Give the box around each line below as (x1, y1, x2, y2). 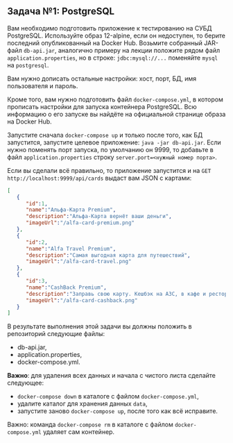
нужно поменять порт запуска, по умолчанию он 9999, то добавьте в (7, 145, 214, 153)
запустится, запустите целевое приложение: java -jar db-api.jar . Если (7, 138, 222, 147)
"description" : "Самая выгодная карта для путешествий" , (25, 251, 191, 259)
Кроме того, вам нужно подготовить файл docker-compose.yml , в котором (7, 95, 223, 103)
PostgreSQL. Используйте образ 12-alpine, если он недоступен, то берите (7, 31, 225, 40)
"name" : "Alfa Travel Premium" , (25, 245, 116, 252)
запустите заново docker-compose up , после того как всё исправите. (17, 407, 218, 415)
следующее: (7, 378, 44, 387)
